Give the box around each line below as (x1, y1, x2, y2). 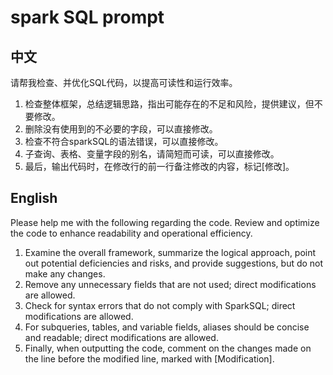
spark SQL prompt (10, 6, 165, 29)
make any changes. (24, 267, 106, 280)
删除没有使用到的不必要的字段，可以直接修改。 (24, 123, 218, 135)
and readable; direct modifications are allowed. (24, 331, 219, 343)
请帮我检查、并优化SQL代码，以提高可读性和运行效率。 (10, 77, 238, 88)
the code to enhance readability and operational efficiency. (10, 227, 253, 239)
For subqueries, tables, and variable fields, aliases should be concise (24, 321, 310, 333)
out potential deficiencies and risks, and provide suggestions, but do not (24, 257, 324, 269)
